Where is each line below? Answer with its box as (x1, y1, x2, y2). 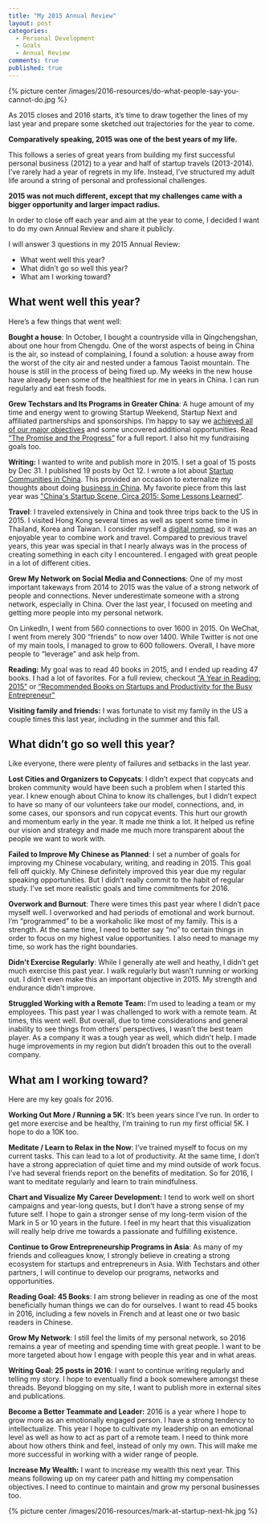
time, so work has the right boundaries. (8, 942, 138, 952)
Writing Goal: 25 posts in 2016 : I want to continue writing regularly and (8, 1366, 245, 1375)
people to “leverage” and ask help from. (8, 648, 141, 659)
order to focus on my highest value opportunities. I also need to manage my (8, 934, 259, 943)
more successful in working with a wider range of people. (8, 1449, 199, 1459)
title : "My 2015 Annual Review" (8, 11, 116, 20)
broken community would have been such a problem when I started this (8, 782, 246, 792)
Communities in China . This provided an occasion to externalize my (8, 474, 231, 484)
